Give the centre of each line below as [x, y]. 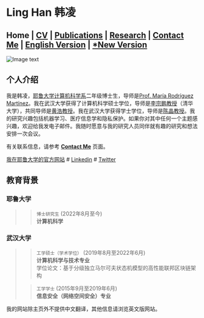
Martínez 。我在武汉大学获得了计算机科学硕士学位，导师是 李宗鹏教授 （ [94, 103]
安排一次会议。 [25, 134]
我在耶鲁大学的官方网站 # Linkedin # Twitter [61, 159]
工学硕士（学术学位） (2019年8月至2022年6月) [91, 252]
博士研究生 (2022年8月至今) [69, 214]
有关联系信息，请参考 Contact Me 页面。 [57, 146]
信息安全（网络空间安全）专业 [73, 296]
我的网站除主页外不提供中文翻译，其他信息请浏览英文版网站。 [83, 309]
